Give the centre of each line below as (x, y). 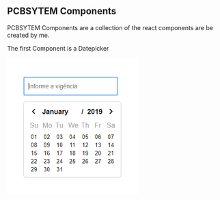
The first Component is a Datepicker (58, 48)
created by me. (28, 35)
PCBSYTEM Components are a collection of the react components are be (110, 27)
